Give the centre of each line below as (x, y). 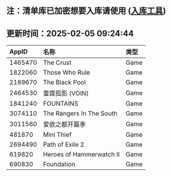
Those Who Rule (67, 73)
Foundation (59, 164)
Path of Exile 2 (64, 144)
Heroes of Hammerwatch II (81, 155)
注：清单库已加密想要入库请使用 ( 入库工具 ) (86, 11)
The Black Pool (64, 83)
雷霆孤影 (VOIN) (66, 93)
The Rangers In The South (80, 113)
